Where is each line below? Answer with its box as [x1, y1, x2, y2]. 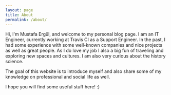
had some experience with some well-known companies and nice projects [5, 42, 163, 48]
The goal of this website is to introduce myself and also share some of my [5, 68, 162, 74]
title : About [5, 12, 33, 17]
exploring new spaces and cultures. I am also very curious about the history [5, 53, 166, 59]
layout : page [5, 7, 33, 13]
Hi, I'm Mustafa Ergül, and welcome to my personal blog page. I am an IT [5, 31, 159, 37]
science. [5, 59, 24, 65]
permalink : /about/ [5, 17, 47, 22]
